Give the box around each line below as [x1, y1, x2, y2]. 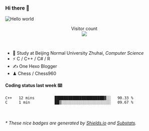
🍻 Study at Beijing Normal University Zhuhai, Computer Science [12, 50, 144, 56]
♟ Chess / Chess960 [12, 70, 57, 77]
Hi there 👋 [5, 5, 30, 12]
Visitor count [71, 26, 98, 32]
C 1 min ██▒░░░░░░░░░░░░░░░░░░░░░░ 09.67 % [5, 100, 134, 105]
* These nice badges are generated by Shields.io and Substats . [5, 120, 136, 126]
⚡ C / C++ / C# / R [12, 56, 50, 62]
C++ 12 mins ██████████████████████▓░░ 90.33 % [5, 95, 134, 100]
